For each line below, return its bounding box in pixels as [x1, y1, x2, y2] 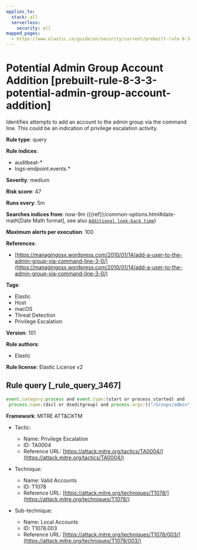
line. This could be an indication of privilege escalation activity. [6, 124, 158, 131]
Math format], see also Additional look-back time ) [32, 217, 157, 224]
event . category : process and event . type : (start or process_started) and [6, 396, 185, 402]
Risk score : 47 [6, 188, 42, 195]
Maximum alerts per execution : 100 [6, 228, 94, 236]
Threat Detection [14, 312, 56, 319]
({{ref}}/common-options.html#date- [86, 210, 176, 218]
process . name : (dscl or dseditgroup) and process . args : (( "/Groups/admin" [8, 402, 191, 407]
